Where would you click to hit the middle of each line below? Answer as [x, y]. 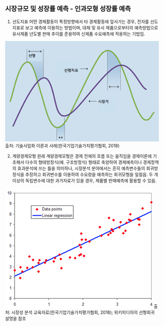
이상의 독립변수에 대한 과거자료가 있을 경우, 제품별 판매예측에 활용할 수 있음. [84, 180]
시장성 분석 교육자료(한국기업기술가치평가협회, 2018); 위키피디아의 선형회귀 [83, 312]
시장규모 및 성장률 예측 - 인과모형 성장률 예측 [68, 9]
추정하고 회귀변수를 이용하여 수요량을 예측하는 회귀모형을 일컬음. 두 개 [92, 174]
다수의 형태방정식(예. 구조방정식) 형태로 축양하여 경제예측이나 [84, 162]
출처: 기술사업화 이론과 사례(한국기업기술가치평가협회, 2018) [62, 146]
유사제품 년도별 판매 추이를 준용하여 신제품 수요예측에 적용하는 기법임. [79, 34]
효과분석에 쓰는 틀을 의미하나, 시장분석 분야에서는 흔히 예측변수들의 [81, 168]
